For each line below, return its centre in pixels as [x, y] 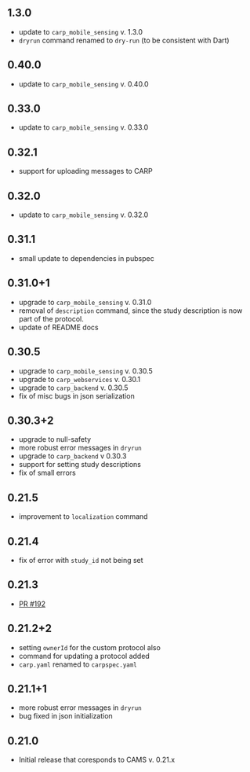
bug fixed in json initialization [65, 716]
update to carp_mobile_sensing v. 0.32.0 [83, 215]
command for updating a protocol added [84, 656]
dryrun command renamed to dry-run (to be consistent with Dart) [124, 40]
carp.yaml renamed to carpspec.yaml [78, 664]
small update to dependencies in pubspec [86, 258]
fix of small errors [47, 473]
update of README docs [58, 327]
